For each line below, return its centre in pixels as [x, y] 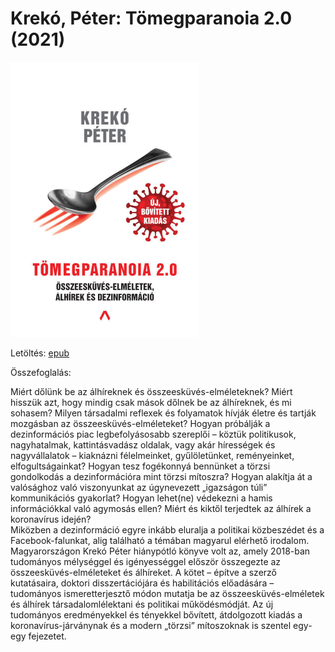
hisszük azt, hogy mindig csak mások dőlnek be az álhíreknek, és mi [151, 402]
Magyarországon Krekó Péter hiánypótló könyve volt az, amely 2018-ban [160, 551]
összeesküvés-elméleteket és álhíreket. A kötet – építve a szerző [144, 572]
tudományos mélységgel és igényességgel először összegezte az [146, 561]
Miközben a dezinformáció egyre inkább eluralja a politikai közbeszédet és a [167, 529]
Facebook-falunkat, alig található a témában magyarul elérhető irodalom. [160, 540]
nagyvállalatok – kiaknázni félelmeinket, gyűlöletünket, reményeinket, [152, 455]
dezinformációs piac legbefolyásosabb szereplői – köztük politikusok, [153, 434]
